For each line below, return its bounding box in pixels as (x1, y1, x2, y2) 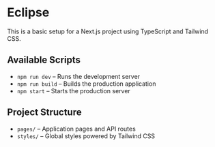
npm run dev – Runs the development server (16, 72, 141, 80)
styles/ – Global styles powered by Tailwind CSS (16, 131, 156, 140)
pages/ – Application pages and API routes (16, 125, 137, 133)
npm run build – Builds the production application (16, 80, 156, 88)
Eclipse (7, 5, 50, 20)
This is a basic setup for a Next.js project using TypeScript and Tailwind (7, 27, 209, 35)
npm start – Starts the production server (16, 86, 131, 95)
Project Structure (7, 107, 82, 118)
